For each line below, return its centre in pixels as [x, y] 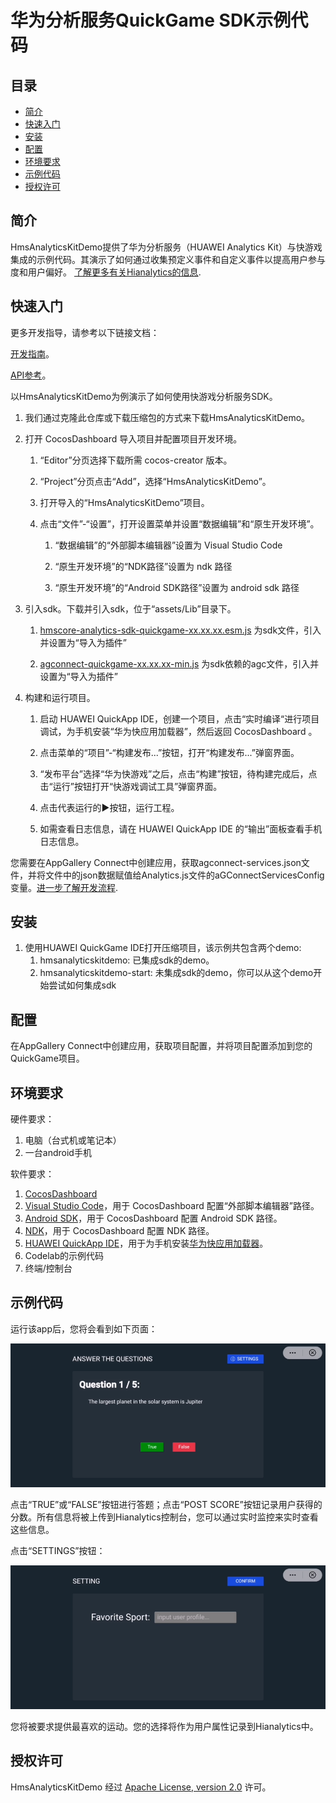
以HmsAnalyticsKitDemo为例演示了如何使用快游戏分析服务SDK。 [144, 396]
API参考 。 [31, 375]
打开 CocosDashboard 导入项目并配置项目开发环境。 [133, 438]
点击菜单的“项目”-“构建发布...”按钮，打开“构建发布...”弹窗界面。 [169, 752]
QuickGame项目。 [47, 1058]
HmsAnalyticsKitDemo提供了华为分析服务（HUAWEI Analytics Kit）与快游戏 [166, 247]
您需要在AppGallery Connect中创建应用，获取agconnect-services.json [156, 862]
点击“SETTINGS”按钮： [58, 1551]
